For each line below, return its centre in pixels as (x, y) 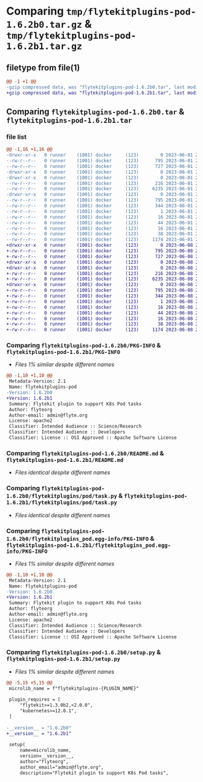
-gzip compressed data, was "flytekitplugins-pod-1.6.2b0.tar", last (96, 87)
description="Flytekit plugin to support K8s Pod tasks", (94, 773)
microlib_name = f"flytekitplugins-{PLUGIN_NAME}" (74, 688)
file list (17, 136)
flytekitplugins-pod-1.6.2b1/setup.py (63, 659)
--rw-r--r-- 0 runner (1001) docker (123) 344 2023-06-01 (100, 206)
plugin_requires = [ (35, 700)
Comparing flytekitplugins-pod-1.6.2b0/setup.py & (84, 652)
